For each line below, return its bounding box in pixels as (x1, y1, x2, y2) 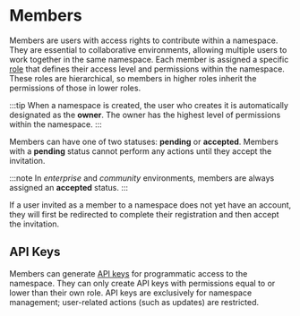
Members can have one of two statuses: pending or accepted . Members (9, 136, 279, 147)
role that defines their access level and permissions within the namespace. (9, 64, 285, 74)
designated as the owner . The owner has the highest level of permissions (9, 109, 281, 120)
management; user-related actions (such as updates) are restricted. (9, 296, 260, 307)
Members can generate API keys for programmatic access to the (9, 268, 248, 278)
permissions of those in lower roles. (9, 82, 141, 93)
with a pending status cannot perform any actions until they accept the (9, 145, 272, 157)
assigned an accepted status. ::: (9, 182, 128, 192)
